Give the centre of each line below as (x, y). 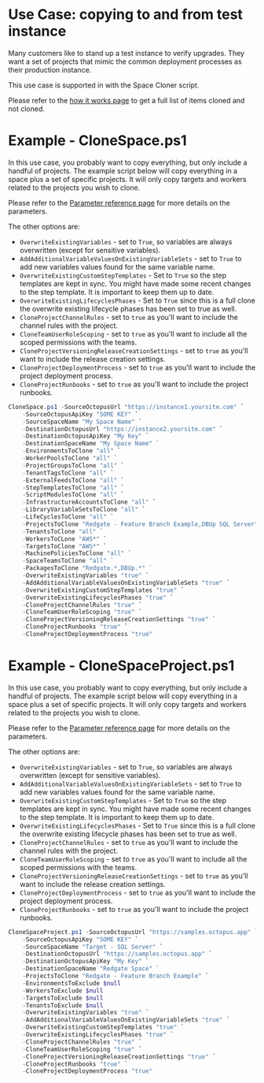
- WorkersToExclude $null (63, 991)
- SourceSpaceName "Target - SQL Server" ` (93, 947)
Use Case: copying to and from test (126, 15)
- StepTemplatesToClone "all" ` (73, 488)
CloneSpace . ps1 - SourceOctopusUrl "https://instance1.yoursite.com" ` (126, 407)
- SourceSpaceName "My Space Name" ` (82, 422)
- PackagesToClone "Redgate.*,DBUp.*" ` (88, 568)
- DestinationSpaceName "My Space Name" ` (91, 444)
